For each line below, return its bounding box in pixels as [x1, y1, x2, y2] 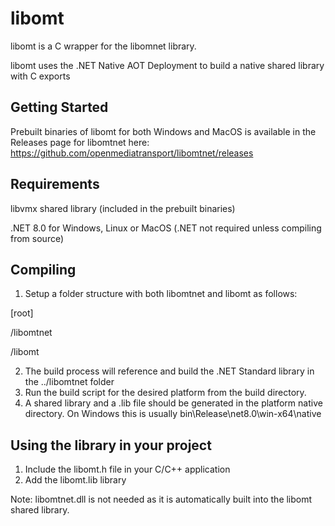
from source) [10, 232, 65, 244]
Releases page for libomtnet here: [10, 136, 150, 148]
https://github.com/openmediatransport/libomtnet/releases [10, 147, 254, 159]
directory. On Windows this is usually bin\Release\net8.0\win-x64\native [24, 408, 322, 420]
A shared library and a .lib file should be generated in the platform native [24, 397, 323, 409]
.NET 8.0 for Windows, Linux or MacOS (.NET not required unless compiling [10, 222, 322, 234]
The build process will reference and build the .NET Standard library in [24, 365, 315, 377]
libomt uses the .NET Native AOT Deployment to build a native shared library [10, 59, 325, 71]
